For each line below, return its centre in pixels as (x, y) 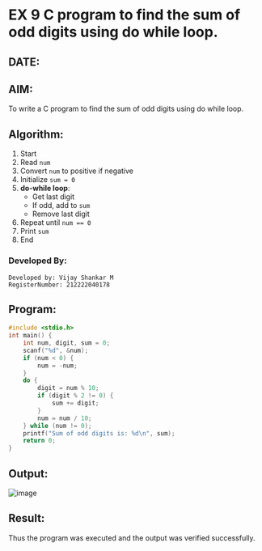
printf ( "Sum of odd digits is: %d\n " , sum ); (99, 433)
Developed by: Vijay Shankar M (61, 278)
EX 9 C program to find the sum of (125, 15)
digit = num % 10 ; (68, 388)
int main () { (30, 336)
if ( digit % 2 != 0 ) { (76, 396)
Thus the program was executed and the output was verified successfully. (132, 538)
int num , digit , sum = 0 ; (67, 343)
